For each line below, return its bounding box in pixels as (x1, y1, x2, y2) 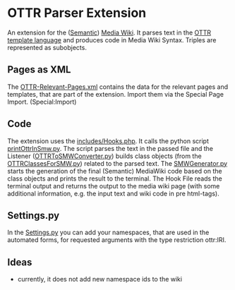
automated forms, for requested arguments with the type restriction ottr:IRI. (7, 236, 227, 244)
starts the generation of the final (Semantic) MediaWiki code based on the (7, 167, 222, 175)
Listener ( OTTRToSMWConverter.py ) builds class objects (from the (7, 152, 203, 160)
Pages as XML (7, 64, 71, 75)
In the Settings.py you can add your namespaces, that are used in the (7, 228, 210, 237)
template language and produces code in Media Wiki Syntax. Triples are (7, 35, 217, 44)
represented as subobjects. (7, 43, 87, 52)
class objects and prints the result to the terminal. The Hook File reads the (7, 174, 222, 183)
